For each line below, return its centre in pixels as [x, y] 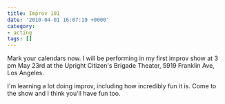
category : [21, 26]
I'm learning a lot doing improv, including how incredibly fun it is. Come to [112, 86]
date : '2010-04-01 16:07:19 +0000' [58, 20]
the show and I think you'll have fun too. [64, 94]
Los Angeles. [26, 73]
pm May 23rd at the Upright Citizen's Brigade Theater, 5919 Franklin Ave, [111, 66]
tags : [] [20, 39]
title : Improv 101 [33, 13]
